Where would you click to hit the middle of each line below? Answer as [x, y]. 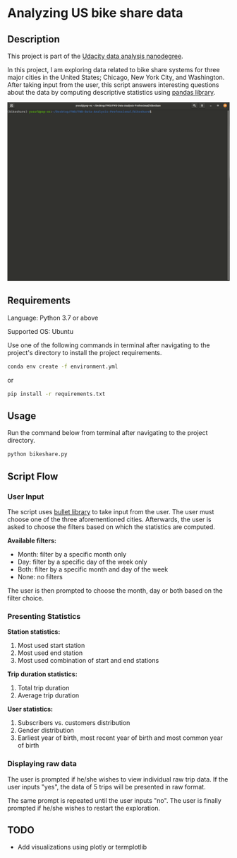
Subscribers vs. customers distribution [74, 723]
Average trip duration [48, 695]
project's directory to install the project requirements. [85, 352]
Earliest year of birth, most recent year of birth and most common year [120, 738]
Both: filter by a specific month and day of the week [93, 569]
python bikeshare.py [38, 454]
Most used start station [51, 646]
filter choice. [26, 598]
